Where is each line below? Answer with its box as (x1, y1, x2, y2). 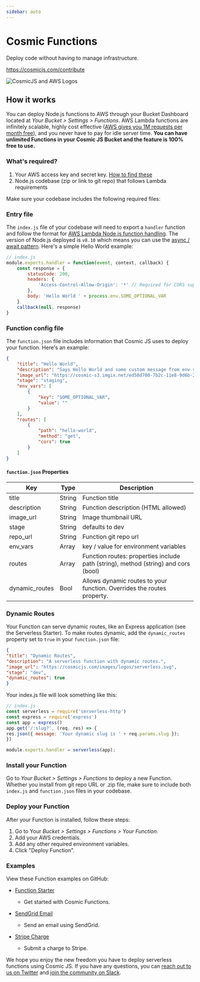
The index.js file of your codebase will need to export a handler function (6, 224, 186, 231)
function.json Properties (6, 469, 69, 476)
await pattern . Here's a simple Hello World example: (6, 243, 133, 250)
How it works (6, 94, 56, 105)
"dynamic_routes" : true (6, 675, 65, 681)
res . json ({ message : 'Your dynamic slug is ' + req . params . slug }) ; (6, 730, 180, 737)
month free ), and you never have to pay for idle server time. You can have (6, 130, 187, 137)
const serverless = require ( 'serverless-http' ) (6, 709, 127, 715)
